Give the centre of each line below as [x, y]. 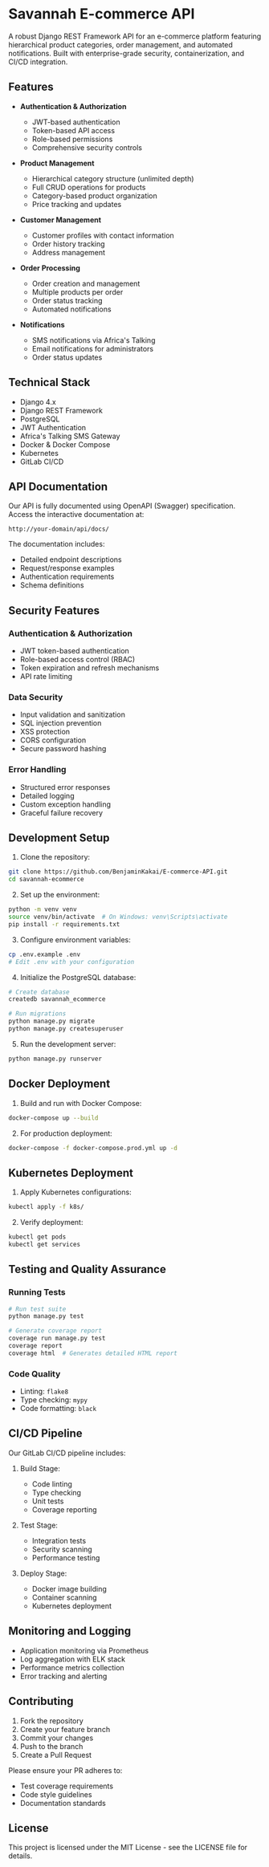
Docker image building [69, 1588]
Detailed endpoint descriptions [71, 559]
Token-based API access [73, 130]
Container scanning [65, 1597]
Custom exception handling [65, 804]
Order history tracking [69, 244]
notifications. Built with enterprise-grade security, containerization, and [126, 53]
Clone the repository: [55, 857]
